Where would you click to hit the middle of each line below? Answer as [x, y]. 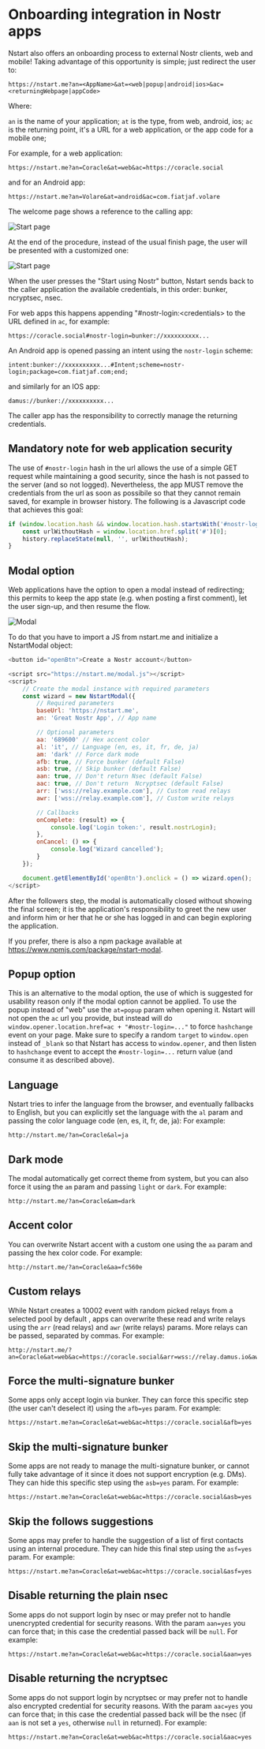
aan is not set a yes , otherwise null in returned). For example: [108, 1722]
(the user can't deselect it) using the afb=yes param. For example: [115, 1408]
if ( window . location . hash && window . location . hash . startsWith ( [114, 524]
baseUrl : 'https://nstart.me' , [88, 711]
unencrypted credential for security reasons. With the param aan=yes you [127, 1623]
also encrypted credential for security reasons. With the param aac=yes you [131, 1706]
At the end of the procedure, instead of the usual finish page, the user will [128, 241]
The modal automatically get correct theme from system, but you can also [128, 1178]
